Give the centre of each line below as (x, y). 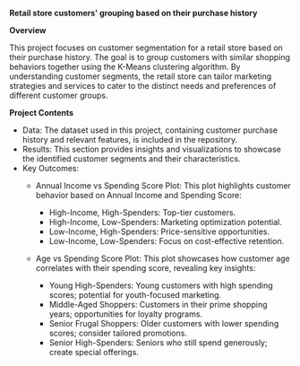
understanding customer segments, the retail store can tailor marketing (141, 76)
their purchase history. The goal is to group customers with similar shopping (150, 57)
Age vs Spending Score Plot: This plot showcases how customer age (163, 258)
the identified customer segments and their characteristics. (131, 159)
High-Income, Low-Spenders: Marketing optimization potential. (165, 222)
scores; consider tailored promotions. (118, 333)
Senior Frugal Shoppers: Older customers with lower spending (164, 323)
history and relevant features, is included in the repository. (130, 139)
